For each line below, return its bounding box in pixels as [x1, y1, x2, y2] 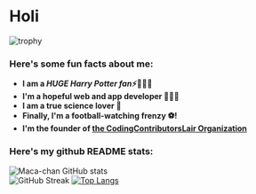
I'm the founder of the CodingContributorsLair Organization [21, 123, 247, 134]
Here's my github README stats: [9, 145, 154, 158]
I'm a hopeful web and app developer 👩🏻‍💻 [21, 91, 180, 102]
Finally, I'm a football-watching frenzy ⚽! [21, 111, 178, 121]
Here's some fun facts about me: [9, 58, 154, 70]
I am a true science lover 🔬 [21, 100, 122, 112]
